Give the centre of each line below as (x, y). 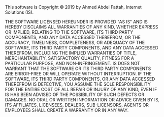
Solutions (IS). (19, 12)
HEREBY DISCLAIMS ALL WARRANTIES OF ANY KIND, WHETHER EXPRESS (82, 27)
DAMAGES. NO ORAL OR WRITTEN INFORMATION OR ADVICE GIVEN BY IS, (82, 100)
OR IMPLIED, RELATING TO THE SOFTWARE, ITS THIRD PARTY (69, 32)
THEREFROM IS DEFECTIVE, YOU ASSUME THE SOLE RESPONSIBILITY (78, 84)
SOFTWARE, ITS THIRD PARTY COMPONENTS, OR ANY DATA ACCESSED (80, 79)
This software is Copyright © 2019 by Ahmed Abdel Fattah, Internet (73, 7)
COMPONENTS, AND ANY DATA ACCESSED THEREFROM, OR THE (73, 37)
